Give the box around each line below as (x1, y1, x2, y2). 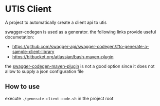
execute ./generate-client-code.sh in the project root (5, 95, 114, 101)
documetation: (5, 34, 34, 40)
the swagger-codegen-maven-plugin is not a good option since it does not (5, 63, 155, 69)
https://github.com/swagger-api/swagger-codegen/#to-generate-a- (12, 43, 149, 49)
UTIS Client (5, 3, 52, 15)
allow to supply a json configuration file (5, 68, 84, 74)
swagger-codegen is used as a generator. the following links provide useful (5, 29, 156, 35)
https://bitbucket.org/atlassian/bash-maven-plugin (12, 53, 114, 59)
